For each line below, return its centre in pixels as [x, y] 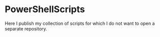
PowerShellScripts [45, 9]
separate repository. [26, 28]
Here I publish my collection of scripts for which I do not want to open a [80, 23]
